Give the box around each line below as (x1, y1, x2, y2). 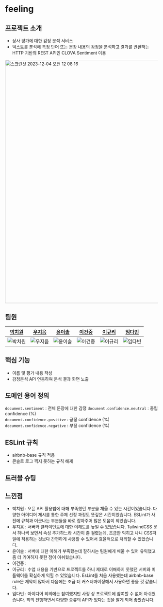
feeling (5, 3, 34, 15)
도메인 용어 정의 (5, 392, 49, 400)
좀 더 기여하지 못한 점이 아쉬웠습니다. (12, 554, 82, 560)
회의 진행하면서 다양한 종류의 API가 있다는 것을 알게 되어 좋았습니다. (26, 597, 155, 603)
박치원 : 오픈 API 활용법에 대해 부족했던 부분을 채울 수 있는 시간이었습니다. (12, 506, 152, 512)
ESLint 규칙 (5, 438, 38, 446)
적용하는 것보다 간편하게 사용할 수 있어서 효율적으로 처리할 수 (21, 536, 137, 542)
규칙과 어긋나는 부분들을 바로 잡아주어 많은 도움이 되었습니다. (21, 518, 137, 524)
